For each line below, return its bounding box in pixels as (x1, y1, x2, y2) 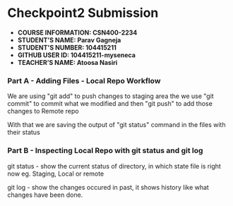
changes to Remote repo (7, 107, 79, 116)
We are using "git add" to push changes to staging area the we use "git (7, 92, 214, 100)
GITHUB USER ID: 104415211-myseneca (17, 51, 136, 59)
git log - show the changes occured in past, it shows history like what (7, 183, 210, 191)
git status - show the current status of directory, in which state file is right (7, 162, 221, 170)
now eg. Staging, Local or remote (7, 169, 104, 178)
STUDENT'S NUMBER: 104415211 (17, 43, 116, 51)
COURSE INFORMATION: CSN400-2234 (17, 28, 138, 37)
